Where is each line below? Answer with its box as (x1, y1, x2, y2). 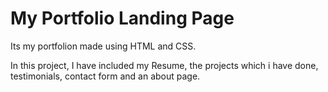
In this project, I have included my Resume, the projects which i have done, (10, 59, 319, 71)
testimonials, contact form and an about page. (10, 70, 201, 82)
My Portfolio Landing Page (10, 7, 235, 30)
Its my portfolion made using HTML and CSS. (10, 40, 197, 52)
